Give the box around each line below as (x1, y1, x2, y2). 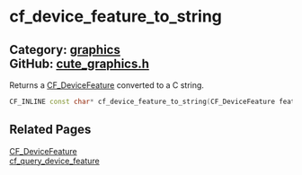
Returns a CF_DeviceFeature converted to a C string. (9, 80, 205, 91)
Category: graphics (9, 42, 121, 57)
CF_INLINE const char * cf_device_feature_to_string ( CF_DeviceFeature (9, 97, 276, 106)
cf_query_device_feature (9, 155, 101, 166)
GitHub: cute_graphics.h (9, 56, 150, 71)
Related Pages (9, 122, 92, 137)
